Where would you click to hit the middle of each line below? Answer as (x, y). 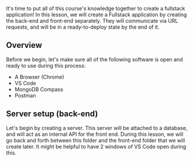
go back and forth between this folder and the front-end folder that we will (96, 140)
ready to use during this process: (46, 65)
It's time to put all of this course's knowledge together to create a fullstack (96, 8)
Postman (25, 95)
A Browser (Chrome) (39, 77)
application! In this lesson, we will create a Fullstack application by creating (96, 15)
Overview (24, 45)
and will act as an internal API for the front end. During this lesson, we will (95, 134)
